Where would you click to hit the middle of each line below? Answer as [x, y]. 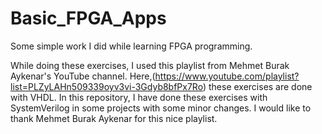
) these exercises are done [257, 86]
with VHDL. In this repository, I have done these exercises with [139, 97]
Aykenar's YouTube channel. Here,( [83, 76]
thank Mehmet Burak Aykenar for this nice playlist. [114, 118]
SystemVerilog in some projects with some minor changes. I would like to [161, 108]
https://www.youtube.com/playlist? [227, 76]
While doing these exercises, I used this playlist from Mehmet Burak [150, 65]
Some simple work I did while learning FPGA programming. [131, 46]
